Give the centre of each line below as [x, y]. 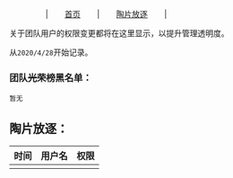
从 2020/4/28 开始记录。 [51, 52]
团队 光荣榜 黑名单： [51, 77]
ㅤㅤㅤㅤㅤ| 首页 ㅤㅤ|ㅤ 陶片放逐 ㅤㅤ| [88, 14]
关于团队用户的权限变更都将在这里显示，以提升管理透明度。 [119, 33]
